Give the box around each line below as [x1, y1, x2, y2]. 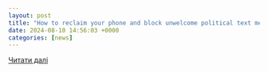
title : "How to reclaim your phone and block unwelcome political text [8, 19, 251, 27]
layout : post [8, 11, 52, 20]
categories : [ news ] [8, 33, 73, 42]
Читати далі [8, 55, 49, 65]
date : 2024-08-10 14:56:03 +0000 [8, 26, 120, 34]
